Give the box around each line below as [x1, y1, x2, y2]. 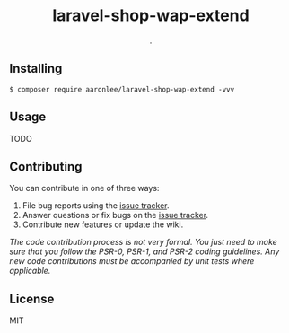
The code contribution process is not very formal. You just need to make [9, 237, 278, 248]
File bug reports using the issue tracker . [22, 200, 170, 211]
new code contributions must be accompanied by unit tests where [9, 256, 255, 267]
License [9, 291, 55, 306]
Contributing [9, 159, 83, 174]
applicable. [9, 266, 51, 276]
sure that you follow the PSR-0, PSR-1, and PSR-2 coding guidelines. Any [9, 246, 280, 257]
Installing [9, 61, 63, 76]
